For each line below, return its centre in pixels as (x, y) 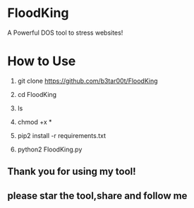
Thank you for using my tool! (72, 172)
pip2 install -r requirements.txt (62, 135)
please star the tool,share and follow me (97, 196)
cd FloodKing (37, 94)
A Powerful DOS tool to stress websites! (65, 33)
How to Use (42, 61)
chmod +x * (35, 122)
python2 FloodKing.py (50, 149)
